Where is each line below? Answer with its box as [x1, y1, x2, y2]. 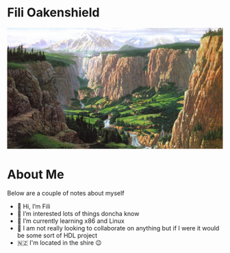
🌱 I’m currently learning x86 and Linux [16, 217, 125, 225]
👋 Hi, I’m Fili [16, 202, 51, 211]
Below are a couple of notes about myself [7, 189, 125, 198]
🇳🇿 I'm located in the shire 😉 [16, 239, 102, 247]
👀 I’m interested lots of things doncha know [16, 210, 140, 218]
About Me [7, 166, 64, 182]
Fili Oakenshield [7, 5, 101, 21]
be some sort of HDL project [16, 231, 98, 240]
